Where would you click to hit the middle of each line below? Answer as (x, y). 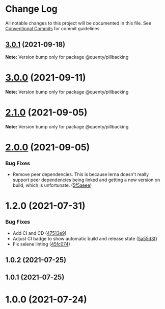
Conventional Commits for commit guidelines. (53, 28)
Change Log (31, 9)
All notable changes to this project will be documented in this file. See (78, 23)
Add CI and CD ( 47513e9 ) (39, 233)
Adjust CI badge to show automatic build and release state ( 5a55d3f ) (85, 238)
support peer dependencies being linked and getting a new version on (86, 180)
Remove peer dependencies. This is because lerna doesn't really (81, 174)
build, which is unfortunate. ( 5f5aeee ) (52, 185)
